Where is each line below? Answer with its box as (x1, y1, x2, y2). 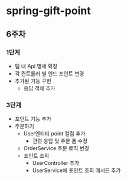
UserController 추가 (32, 160, 80, 167)
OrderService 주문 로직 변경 (23, 145, 90, 152)
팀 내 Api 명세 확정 (14, 62, 58, 69)
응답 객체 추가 (23, 84, 56, 92)
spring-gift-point (6, 4, 91, 18)
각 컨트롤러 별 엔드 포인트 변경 (14, 69, 84, 77)
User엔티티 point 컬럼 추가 (23, 130, 86, 137)
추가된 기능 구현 (14, 77, 51, 84)
